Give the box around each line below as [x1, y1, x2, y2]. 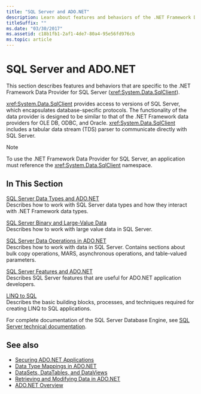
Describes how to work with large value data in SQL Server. [6, 225, 153, 232]
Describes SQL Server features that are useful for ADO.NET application [6, 274, 181, 281]
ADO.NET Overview [14, 381, 64, 389]
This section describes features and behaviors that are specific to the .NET [6, 82, 191, 89]
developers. [6, 280, 36, 287]
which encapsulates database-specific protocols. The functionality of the [6, 106, 187, 114]
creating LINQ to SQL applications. [6, 305, 92, 312]
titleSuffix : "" [6, 20, 47, 26]
